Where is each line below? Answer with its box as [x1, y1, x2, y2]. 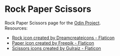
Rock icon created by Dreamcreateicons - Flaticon [11, 35, 115, 41]
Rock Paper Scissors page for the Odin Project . [4, 20, 101, 26]
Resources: [4, 25, 28, 31]
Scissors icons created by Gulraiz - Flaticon [11, 45, 101, 51]
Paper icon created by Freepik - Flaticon [11, 40, 95, 46]
